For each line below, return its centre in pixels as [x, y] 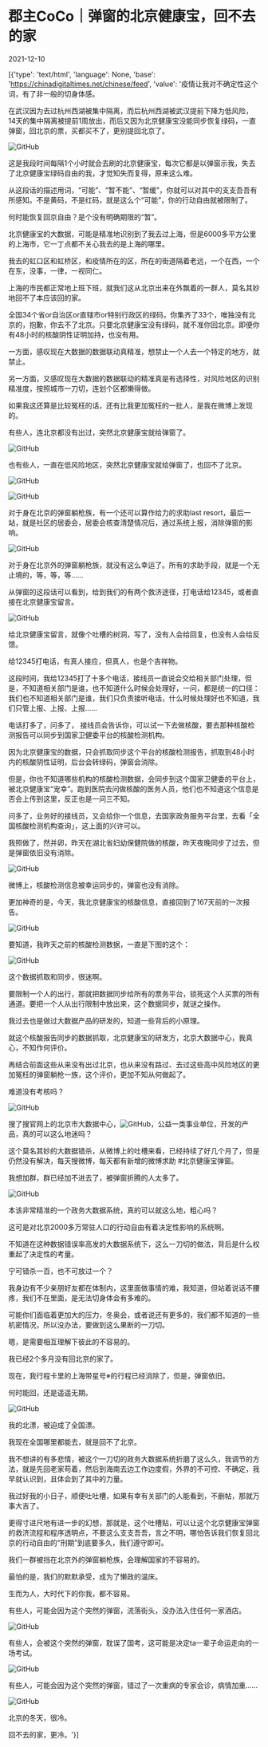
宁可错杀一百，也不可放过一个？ [61, 1271]
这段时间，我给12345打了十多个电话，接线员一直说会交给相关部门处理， [127, 678]
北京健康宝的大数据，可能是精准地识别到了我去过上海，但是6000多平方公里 [132, 234]
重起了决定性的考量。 [43, 1254]
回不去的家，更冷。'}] [44, 1734]
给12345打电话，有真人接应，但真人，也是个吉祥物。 [95, 661]
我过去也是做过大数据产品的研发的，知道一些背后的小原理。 [106, 1020]
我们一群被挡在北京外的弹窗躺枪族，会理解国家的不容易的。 [106, 1560]
